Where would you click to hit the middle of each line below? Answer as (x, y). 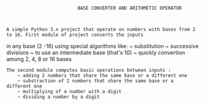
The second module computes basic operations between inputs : (89, 70)
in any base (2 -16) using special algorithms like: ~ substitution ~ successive (102, 46)
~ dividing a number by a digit (58, 97)
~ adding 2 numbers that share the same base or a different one (102, 76)
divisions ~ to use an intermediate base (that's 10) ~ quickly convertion (96, 52)
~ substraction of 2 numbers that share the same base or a (95, 81)
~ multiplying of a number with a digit (69, 91)
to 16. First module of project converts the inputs (75, 35)
